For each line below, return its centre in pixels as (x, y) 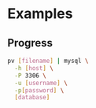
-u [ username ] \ (41, 83)
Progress (30, 43)
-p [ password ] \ (39, 90)
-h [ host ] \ (34, 68)
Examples (40, 14)
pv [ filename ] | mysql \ (48, 61)
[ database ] (32, 98)
